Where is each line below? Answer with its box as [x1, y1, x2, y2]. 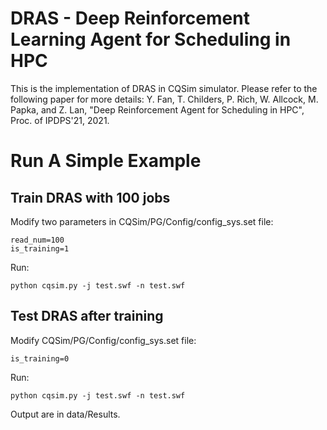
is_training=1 [10, 243, 70, 254]
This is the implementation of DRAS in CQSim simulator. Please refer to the [10, 82, 318, 94]
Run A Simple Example [10, 150, 202, 172]
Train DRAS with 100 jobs [10, 189, 171, 206]
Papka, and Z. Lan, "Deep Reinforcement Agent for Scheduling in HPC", [10, 103, 305, 116]
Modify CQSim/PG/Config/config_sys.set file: [10, 334, 197, 346]
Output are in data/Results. [10, 408, 121, 420]
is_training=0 [10, 353, 70, 364]
